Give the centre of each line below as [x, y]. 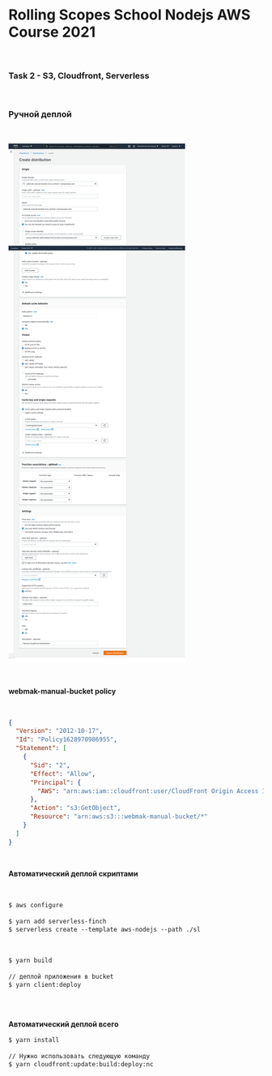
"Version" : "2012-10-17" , [59, 731]
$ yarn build [30, 960]
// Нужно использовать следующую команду [79, 1056]
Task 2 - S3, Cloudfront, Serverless [79, 75]
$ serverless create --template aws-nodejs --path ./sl [104, 929]
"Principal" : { [55, 782]
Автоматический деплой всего [64, 1024]
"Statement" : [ [41, 748]
